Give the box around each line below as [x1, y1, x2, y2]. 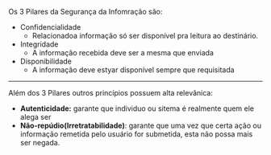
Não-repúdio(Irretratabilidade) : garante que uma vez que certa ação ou [19, 120, 262, 130]
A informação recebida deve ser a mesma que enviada [31, 48, 214, 57]
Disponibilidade [19, 56, 73, 66]
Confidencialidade [19, 22, 81, 31]
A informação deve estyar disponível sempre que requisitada [31, 65, 236, 75]
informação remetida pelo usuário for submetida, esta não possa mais [19, 129, 253, 139]
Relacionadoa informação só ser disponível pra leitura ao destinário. [31, 31, 259, 40]
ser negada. [19, 138, 60, 147]
